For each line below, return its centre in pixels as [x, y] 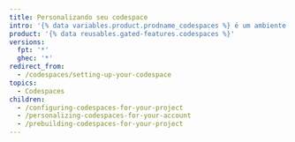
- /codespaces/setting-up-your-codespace [95, 75]
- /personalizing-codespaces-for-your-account [104, 116]
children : [27, 99]
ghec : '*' [35, 58]
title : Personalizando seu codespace [79, 17]
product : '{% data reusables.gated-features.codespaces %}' [122, 34]
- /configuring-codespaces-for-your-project [100, 108]
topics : [23, 83]
